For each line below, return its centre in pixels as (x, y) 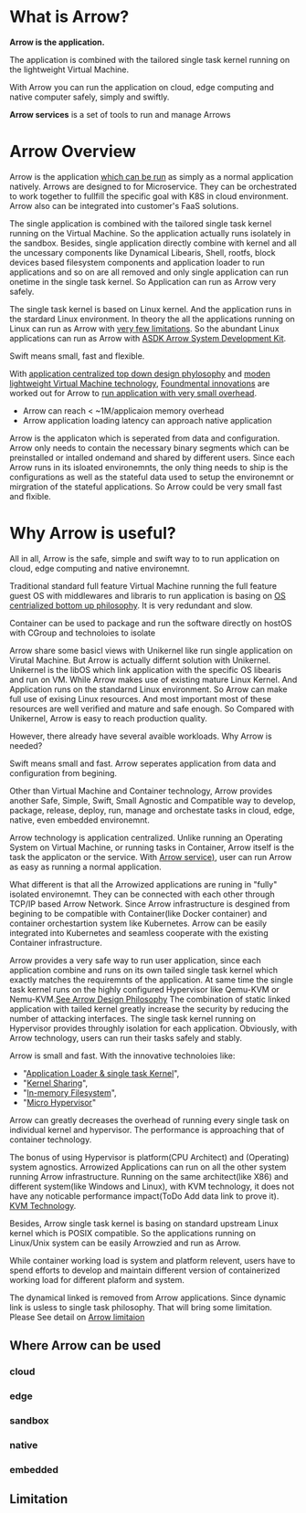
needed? (26, 745)
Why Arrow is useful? (93, 534)
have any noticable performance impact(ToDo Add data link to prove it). (144, 1196)
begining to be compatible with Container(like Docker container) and (138, 913)
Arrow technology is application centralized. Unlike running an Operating (146, 837)
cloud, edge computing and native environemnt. (100, 568)
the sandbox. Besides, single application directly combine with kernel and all (153, 243)
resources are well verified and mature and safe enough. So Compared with (152, 709)
